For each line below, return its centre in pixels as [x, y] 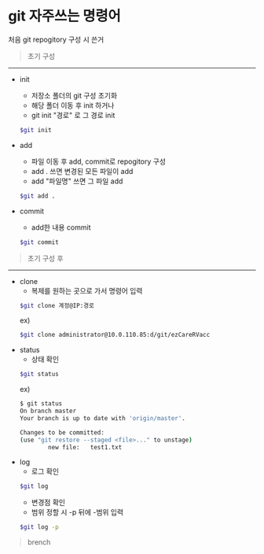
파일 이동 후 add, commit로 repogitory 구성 [99, 161]
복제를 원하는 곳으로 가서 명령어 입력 [87, 290]
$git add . [37, 196]
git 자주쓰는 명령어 [65, 16]
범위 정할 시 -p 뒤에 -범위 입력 [77, 512]
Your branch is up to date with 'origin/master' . [103, 418]
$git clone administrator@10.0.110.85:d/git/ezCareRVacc [115, 335]
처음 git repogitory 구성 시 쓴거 [56, 39]
